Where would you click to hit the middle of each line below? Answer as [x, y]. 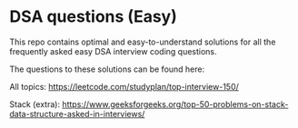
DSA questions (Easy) [93, 17]
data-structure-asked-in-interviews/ [77, 113]
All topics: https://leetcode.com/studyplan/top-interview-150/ [124, 86]
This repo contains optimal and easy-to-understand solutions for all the [143, 42]
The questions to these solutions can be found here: [107, 69]
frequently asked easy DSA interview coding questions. [113, 51]
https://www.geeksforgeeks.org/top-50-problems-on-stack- [175, 104]
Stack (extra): [35, 104]
